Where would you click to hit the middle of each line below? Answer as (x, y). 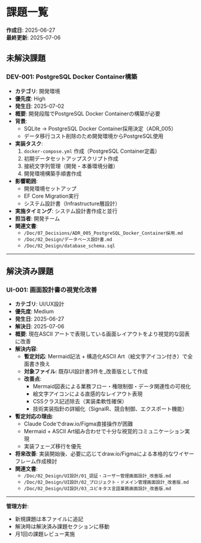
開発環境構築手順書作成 (53, 173)
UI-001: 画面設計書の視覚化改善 (52, 289)
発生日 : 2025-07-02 (39, 106)
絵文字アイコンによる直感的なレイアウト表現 (88, 394)
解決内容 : (26, 349)
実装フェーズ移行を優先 (53, 447)
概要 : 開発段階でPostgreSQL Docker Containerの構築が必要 (87, 113)
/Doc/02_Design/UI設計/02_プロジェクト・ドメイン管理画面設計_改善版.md (106, 482)
